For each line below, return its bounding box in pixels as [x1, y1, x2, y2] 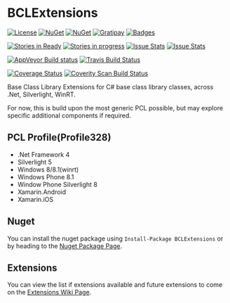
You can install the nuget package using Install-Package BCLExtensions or [7, 234, 224, 243]
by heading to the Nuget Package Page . [7, 241, 123, 250]
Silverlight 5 [17, 157, 53, 166]
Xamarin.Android [17, 188, 67, 196]
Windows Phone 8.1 [17, 172, 74, 181]
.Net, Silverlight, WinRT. [7, 90, 76, 98]
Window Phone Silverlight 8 [17, 180, 98, 188]
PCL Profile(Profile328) [7, 131, 111, 143]
